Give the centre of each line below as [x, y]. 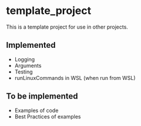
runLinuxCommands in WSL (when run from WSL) [75, 78]
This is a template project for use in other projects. [67, 27]
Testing [24, 72]
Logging [25, 59]
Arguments [28, 65]
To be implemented [42, 97]
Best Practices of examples [48, 116]
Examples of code [36, 110]
